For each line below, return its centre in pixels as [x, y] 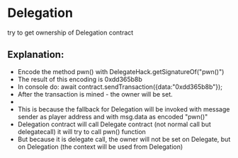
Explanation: [36, 55]
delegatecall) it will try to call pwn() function [82, 131]
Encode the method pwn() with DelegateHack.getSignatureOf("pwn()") [121, 71]
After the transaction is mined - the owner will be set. [95, 94]
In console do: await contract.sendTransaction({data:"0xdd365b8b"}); [120, 87]
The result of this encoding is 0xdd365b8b [80, 79]
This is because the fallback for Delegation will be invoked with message [124, 109]
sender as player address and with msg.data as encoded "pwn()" [113, 116]
